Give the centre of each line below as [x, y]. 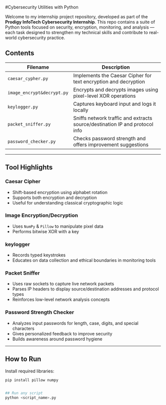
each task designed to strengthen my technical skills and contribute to [77, 32]
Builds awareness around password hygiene [57, 339]
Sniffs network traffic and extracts [113, 118]
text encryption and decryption [109, 81]
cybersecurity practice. [41, 38]
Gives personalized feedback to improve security [62, 333]
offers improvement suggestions [111, 144]
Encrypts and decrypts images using [116, 89]
